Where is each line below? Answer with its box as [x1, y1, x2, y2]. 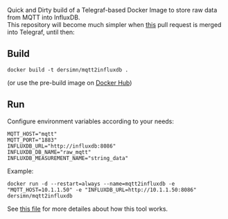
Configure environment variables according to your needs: [7, 117, 175, 125]
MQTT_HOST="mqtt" [7, 130, 58, 137]
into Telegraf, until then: [7, 28, 75, 36]
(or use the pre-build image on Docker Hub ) [7, 78, 132, 87]
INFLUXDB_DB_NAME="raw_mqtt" [7, 148, 91, 155]
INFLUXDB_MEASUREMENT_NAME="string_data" [7, 155, 129, 161]
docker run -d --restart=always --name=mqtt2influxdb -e [7, 180, 175, 187]
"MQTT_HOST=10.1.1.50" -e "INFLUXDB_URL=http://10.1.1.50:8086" [7, 186, 197, 193]
